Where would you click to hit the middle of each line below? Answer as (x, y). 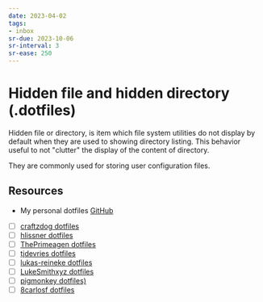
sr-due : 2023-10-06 (41, 38)
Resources (36, 191)
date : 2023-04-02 (38, 16)
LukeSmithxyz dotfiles (57, 272)
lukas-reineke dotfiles (56, 262)
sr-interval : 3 (34, 46)
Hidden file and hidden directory (119, 93)
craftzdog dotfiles (49, 226)
